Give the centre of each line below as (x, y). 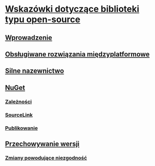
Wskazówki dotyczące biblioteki (72, 9)
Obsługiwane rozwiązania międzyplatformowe (77, 54)
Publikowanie (22, 128)
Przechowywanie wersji (42, 144)
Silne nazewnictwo (35, 71)
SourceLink (19, 115)
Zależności (19, 102)
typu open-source (43, 19)
